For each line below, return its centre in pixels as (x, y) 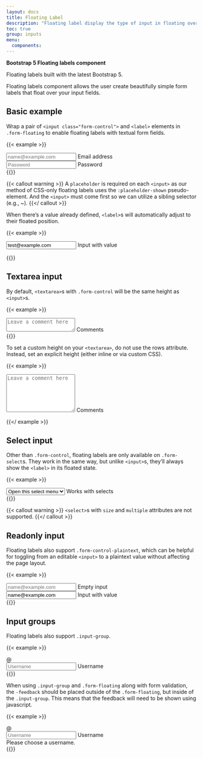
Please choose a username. (41, 742)
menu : (13, 40)
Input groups (31, 621)
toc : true (19, 29)
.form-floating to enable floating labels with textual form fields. (86, 132)
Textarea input (34, 277)
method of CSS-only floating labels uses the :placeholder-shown (86, 190)
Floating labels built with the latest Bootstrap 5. (65, 74)
